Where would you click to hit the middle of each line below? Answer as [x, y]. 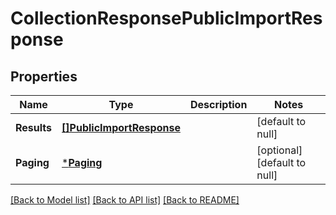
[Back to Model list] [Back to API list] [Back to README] [125, 200]
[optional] [279, 150]
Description [218, 104]
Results [34, 127]
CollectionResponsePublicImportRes [166, 18]
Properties [44, 76]
